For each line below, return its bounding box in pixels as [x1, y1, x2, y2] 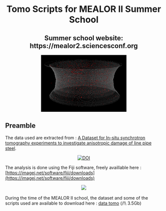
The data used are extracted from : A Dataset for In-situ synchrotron [5, 135, 146, 141]
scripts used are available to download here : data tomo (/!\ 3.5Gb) [5, 200, 142, 206]
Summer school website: [44, 34, 124, 42]
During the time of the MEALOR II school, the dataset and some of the [5, 195, 149, 201]
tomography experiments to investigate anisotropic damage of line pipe [5, 140, 152, 146]
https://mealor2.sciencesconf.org [29, 41, 138, 50]
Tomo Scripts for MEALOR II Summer [6, 3, 161, 15]
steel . [5, 145, 16, 151]
